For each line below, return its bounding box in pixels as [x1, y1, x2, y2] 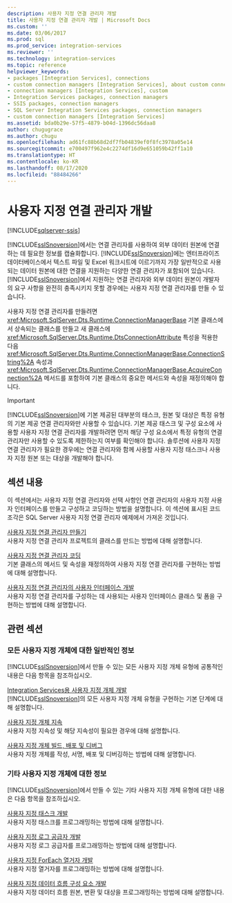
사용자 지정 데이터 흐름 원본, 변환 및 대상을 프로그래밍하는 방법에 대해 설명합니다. [7, 888, 224, 897]
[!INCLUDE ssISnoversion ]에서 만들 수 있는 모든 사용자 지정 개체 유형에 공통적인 [7, 662, 223, 670]
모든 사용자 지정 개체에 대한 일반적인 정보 [7, 645, 135, 655]
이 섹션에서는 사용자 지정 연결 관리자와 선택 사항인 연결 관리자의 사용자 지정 [7, 496, 210, 504]
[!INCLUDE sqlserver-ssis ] [7, 226, 81, 235]
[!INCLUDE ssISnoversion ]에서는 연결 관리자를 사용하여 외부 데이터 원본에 [7, 240, 207, 249]
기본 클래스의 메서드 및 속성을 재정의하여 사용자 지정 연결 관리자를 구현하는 [7, 560, 209, 569]
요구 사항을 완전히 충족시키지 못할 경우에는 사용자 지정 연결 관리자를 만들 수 [14, 284, 217, 292]
